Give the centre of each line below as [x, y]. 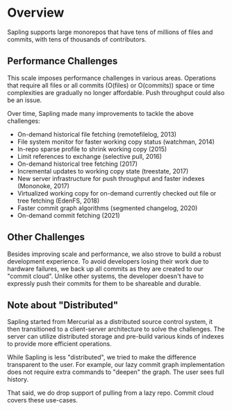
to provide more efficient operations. [60, 344]
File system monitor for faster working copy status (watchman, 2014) [116, 142]
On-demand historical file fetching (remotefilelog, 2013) [97, 134]
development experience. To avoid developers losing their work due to [108, 261]
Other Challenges [46, 237]
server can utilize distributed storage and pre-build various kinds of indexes [116, 336]
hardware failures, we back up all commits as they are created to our [105, 268]
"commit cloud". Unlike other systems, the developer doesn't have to [106, 276]
